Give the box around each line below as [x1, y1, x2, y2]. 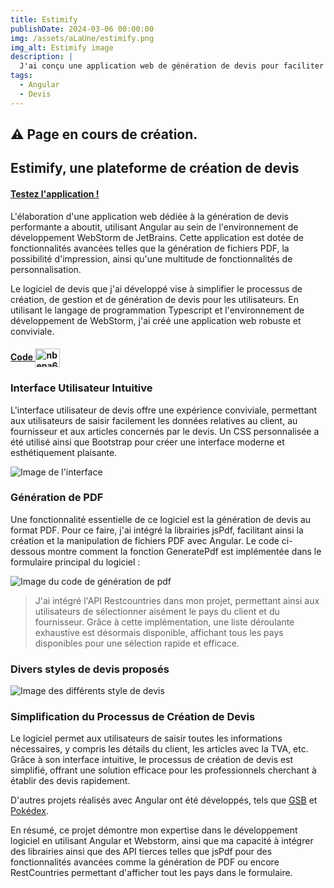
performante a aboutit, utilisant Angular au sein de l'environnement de [10, 221, 299, 233]
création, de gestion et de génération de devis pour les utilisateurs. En [10, 293, 299, 305]
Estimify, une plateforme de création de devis [10, 160, 300, 177]
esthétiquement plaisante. [10, 446, 118, 458]
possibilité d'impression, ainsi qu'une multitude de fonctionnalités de [10, 252, 293, 265]
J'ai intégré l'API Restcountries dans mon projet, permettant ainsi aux [34, 594, 320, 606]
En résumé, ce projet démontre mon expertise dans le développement [10, 824, 298, 836]
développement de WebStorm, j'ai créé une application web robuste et [10, 314, 302, 326]
